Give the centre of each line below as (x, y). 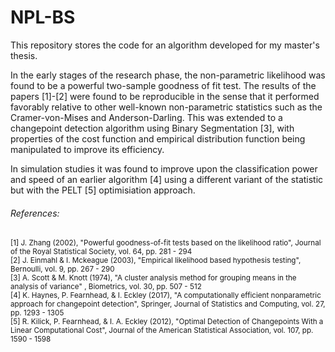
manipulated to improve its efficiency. (87, 149)
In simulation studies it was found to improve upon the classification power (164, 168)
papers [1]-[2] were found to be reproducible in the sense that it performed (165, 96)
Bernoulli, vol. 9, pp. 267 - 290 (62, 269)
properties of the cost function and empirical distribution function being (158, 138)
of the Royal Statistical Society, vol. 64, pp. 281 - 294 (101, 252)
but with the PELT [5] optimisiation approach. (103, 190)
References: (35, 213)
